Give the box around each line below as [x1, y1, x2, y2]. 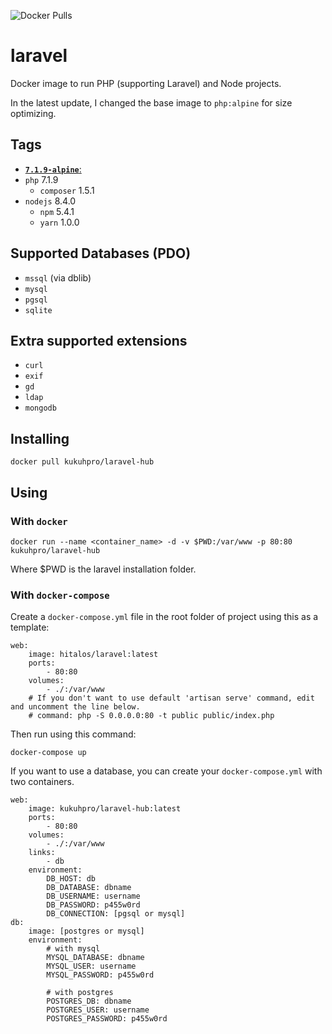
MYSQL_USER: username [46, 961, 137, 972]
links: [28, 848, 56, 858]
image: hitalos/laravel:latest [28, 650, 159, 660]
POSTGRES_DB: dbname [46, 996, 132, 1007]
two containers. [10, 776, 75, 788]
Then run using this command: [10, 728, 137, 740]
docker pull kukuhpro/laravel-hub [10, 457, 155, 467]
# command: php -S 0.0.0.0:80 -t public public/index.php [28, 711, 275, 721]
